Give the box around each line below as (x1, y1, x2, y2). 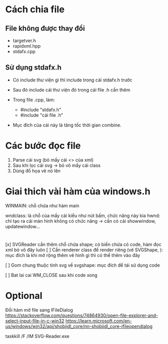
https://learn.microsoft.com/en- (65, 317, 132, 324)
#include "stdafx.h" (20, 106, 61, 113)
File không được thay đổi (5, 24, 85, 33)
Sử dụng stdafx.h (5, 63, 62, 72)
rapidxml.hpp (12, 43, 41, 49)
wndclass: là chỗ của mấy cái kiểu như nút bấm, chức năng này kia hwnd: (5, 212, 160, 219)
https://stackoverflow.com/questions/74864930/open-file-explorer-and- (5, 312, 158, 318)
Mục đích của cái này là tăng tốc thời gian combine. (12, 122, 122, 128)
